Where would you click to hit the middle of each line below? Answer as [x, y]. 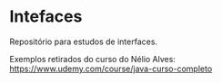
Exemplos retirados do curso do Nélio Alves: [92, 59]
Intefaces [46, 17]
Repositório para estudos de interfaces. [83, 41]
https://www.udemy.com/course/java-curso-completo [111, 69]
